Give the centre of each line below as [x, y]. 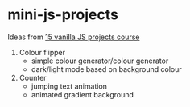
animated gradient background [83, 94]
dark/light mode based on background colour [106, 69]
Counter [33, 77]
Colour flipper [42, 52]
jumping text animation [69, 86]
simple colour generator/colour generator [100, 61]
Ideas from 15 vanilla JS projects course [74, 37]
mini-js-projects [63, 15]
